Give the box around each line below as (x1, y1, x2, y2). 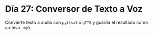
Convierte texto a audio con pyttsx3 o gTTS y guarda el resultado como (5, 19, 148, 25)
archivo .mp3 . (5, 24, 32, 30)
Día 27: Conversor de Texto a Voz (5, 3, 143, 15)
